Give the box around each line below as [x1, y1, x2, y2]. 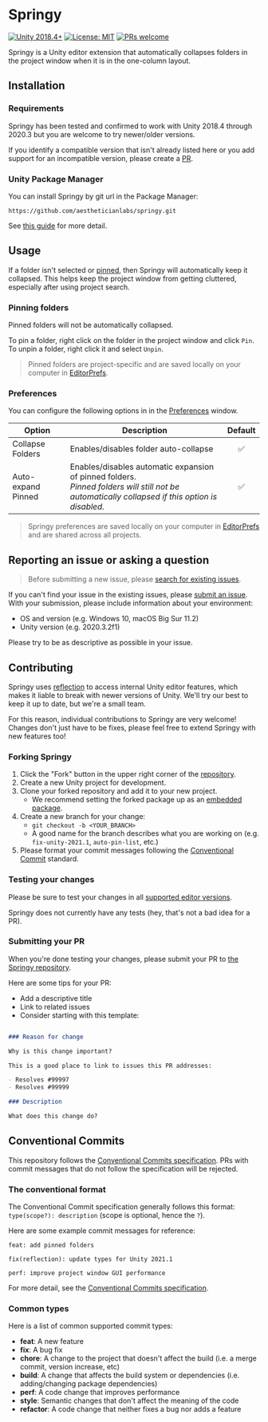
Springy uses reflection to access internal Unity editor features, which [8, 682, 238, 691]
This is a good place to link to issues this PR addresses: [8, 1062, 213, 1069]
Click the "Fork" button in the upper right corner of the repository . [19, 770, 237, 779]
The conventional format [8, 1184, 106, 1195]
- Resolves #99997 [8, 1076, 69, 1084]
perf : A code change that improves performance [19, 1388, 180, 1397]
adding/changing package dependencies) [19, 1379, 158, 1389]
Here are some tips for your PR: [8, 978, 112, 987]
